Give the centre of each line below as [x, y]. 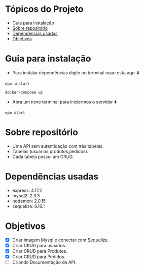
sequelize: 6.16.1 [29, 206]
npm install [17, 83]
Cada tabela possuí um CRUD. [43, 157]
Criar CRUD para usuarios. [39, 245]
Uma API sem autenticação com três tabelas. [58, 146]
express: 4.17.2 [27, 190]
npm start [15, 112]
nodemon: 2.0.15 [29, 201]
